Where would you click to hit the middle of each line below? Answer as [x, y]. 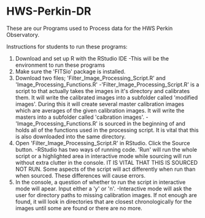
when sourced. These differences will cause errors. [80, 175]
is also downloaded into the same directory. [70, 137]
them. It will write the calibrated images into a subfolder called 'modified [106, 97]
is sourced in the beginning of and [142, 123]
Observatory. [23, 34]
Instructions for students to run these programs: [67, 47]
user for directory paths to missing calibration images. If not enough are [106, 195]
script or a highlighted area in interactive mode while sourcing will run [103, 156]
